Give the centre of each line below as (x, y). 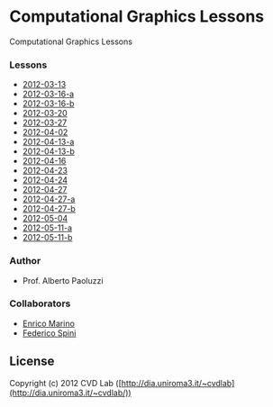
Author (25, 261)
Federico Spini (49, 333)
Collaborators (40, 303)
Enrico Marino (48, 323)
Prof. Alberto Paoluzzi (63, 280)
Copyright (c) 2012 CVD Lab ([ (65, 383)
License (32, 362)
